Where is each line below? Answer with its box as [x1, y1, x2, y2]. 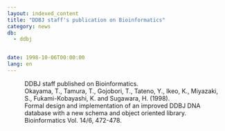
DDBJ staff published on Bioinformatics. [24, 79, 138, 88]
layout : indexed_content [7, 10, 79, 17]
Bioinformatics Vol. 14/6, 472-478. [24, 116, 123, 124]
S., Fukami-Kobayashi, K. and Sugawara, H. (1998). [24, 94, 170, 102]
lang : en [7, 61, 33, 68]
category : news [7, 23, 51, 30]
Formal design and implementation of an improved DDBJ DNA [24, 101, 201, 110]
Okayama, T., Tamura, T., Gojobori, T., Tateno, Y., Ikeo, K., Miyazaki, [24, 87, 219, 95]
